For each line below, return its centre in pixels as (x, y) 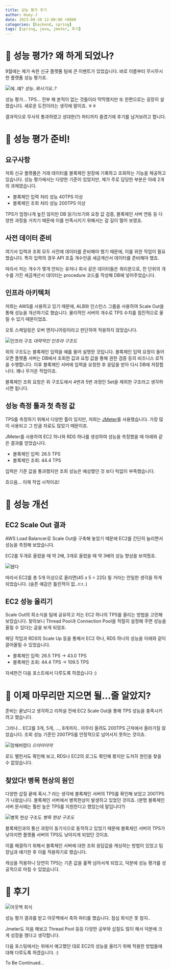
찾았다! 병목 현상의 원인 (40, 780)
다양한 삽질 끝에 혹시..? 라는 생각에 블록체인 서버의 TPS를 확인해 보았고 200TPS (85, 794)
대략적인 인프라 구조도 (55, 341)
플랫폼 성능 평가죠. (29, 78)
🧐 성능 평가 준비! (38, 139)
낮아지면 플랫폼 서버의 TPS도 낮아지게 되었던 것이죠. (57, 835)
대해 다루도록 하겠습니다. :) (32, 953)
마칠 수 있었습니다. (41, 870)
